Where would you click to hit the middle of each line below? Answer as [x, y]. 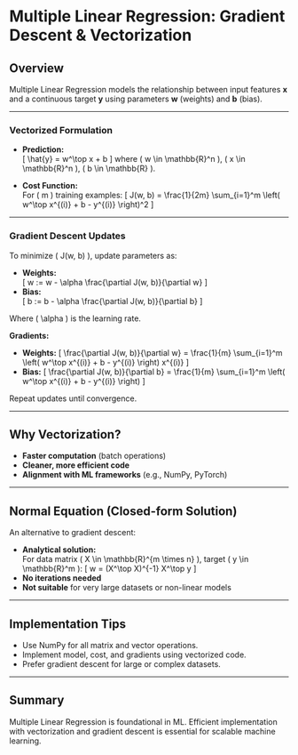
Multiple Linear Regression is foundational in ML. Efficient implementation [143, 721]
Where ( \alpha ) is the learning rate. [75, 318]
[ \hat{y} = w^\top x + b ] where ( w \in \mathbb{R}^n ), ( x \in [133, 159]
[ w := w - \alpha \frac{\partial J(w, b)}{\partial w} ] [115, 282]
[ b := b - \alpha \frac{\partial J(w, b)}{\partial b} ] [112, 301]
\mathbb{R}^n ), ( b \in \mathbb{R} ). [89, 169]
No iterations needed [62, 578]
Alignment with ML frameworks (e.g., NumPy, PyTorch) [125, 475]
